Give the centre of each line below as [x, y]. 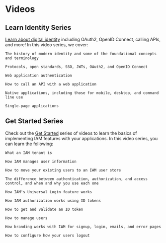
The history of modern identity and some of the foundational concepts [81, 54]
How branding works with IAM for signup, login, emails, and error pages [83, 227]
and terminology [22, 58]
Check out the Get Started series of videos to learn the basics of [71, 133]
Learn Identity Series [38, 28]
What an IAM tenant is [29, 153]
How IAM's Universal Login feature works [49, 192]
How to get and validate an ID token [44, 209]
